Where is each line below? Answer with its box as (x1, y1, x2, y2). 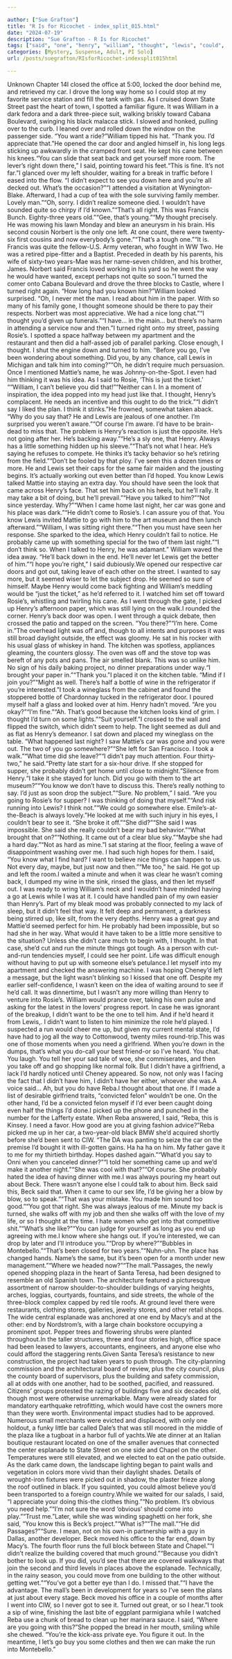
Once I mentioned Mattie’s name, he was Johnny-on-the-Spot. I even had (7, 368, 217, 376)
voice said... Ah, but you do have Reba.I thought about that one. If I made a (7, 1084, 220, 1092)
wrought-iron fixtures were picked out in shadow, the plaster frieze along (7, 1475, 215, 1483)
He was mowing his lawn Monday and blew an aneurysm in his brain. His (7, 220, 215, 229)
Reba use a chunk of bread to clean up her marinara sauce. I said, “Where (7, 1615, 218, 1624)
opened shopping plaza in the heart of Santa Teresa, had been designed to (7, 1269, 222, 1277)
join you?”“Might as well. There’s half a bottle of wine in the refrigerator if (7, 678, 216, 686)
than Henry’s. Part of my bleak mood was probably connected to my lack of (7, 899, 223, 907)
